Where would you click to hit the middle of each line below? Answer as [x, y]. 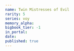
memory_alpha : [20, 23]
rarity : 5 [15, 14]
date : [11, 37]
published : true [22, 41]
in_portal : [16, 32]
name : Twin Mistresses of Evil [37, 9]
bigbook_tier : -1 [23, 28]
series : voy [17, 18]
